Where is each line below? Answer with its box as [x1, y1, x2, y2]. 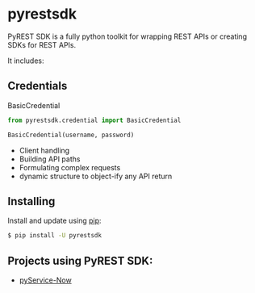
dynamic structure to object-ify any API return [19, 171, 173, 181]
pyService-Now [19, 275, 72, 285]
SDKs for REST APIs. [7, 40, 77, 49]
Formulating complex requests [19, 162, 121, 172]
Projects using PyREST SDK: [7, 253, 153, 267]
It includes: [7, 56, 44, 65]
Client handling [19, 145, 70, 155]
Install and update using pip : [7, 216, 102, 226]
